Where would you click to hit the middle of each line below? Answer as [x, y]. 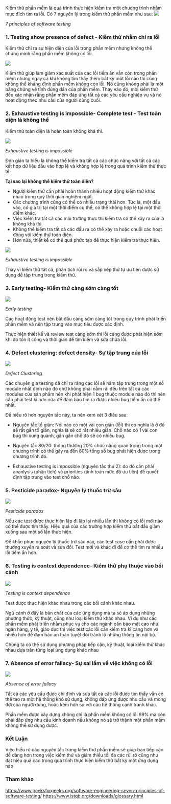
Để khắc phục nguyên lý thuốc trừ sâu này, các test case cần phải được [81, 542]
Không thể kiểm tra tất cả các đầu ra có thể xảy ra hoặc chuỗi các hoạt [87, 229]
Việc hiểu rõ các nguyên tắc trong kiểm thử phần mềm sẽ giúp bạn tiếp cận [84, 750]
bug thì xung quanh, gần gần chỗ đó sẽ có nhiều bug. [69, 436]
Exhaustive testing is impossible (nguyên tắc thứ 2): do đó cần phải [83, 466]
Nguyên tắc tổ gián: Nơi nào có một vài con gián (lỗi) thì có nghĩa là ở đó [89, 425]
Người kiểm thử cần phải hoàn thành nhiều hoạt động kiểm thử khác [84, 191]
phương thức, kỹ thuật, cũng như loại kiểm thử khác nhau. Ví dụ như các [81, 618]
